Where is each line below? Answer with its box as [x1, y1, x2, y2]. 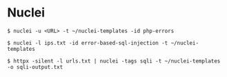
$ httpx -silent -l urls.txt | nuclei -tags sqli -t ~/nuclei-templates [7, 57, 221, 65]
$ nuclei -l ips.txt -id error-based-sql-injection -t [7, 39, 168, 46]
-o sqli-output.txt [7, 63, 63, 70]
